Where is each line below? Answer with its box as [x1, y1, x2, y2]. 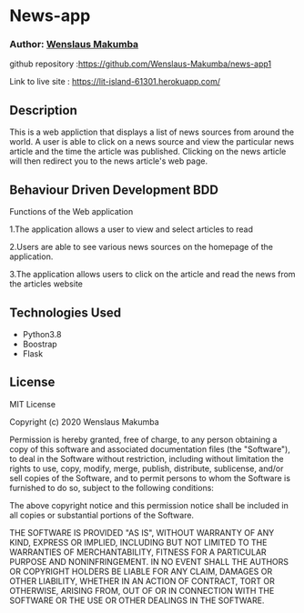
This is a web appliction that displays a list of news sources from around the [9, 126, 294, 137]
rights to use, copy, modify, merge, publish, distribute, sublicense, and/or [9, 463, 284, 474]
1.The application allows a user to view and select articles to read [9, 224, 253, 235]
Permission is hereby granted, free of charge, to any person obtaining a [9, 434, 278, 445]
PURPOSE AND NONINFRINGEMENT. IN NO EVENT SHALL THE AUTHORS [9, 556, 289, 567]
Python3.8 [22, 328, 62, 339]
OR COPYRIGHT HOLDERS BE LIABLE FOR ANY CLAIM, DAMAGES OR [9, 566, 273, 577]
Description [9, 102, 77, 118]
